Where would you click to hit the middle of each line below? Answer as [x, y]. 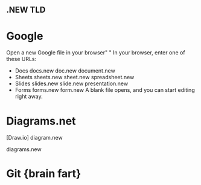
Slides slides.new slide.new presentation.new [72, 83]
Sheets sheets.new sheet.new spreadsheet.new [75, 77]
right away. [29, 97]
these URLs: [21, 59]
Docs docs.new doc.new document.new [65, 71]
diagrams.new [24, 149]
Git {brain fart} [44, 174]
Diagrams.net [41, 121]
